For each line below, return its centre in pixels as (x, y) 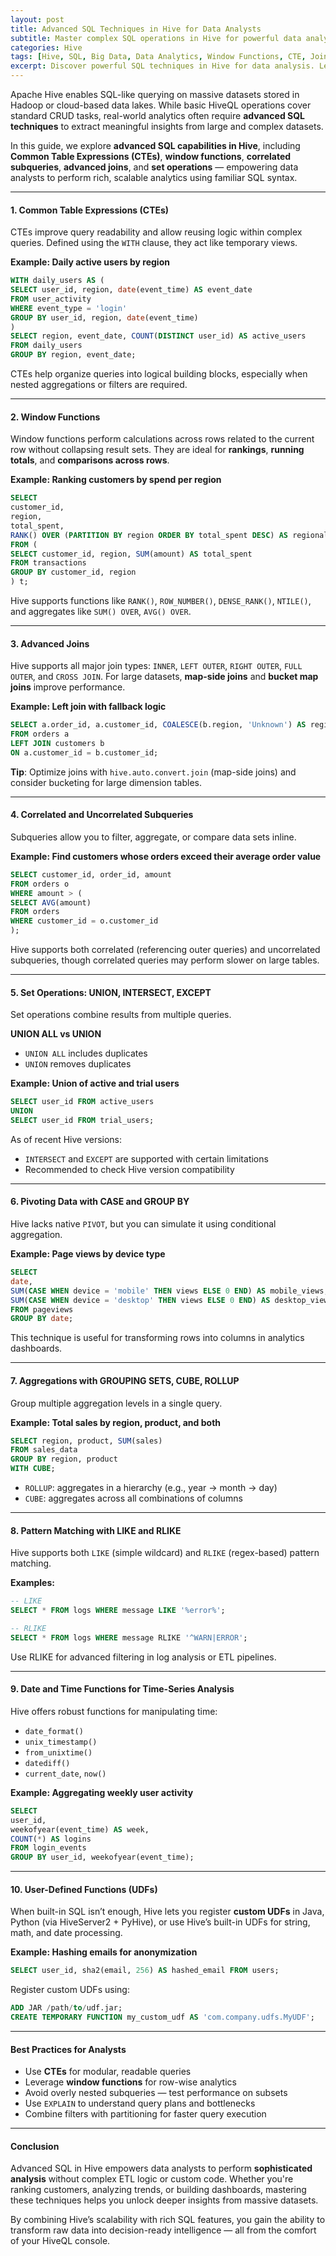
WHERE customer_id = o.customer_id (84, 921)
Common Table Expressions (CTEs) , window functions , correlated (151, 156)
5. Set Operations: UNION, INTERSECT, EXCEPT (111, 992)
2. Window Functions (55, 417)
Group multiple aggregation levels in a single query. (116, 1403)
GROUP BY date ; (42, 1319)
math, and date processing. (66, 1933)
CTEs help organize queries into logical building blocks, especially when (159, 374)
